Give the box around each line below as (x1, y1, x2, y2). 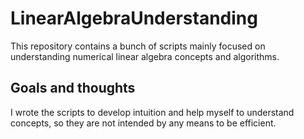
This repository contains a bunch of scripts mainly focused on (10, 40, 266, 52)
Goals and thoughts (10, 80, 136, 97)
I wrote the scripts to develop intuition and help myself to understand (10, 106, 295, 118)
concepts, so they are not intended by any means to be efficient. (10, 117, 277, 129)
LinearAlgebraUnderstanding (10, 7, 258, 30)
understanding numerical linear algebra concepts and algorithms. (10, 50, 280, 62)
